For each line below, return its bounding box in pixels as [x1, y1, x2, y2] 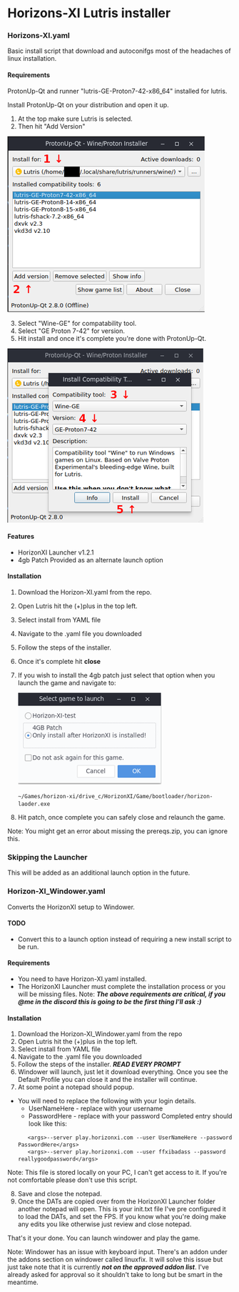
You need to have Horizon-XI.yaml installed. [17, 975, 147, 983]
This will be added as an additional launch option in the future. [7, 868, 190, 877]
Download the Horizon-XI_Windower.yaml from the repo [17, 1030, 183, 1038]
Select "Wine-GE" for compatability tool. [17, 319, 137, 327]
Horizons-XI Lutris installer [7, 5, 171, 21]
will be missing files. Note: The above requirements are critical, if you [17, 990, 226, 998]
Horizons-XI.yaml [7, 31, 70, 41]
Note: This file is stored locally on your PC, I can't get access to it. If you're [7, 1168, 227, 1177]
